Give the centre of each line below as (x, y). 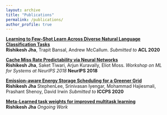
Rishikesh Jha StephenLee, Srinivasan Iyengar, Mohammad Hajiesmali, (81, 86)
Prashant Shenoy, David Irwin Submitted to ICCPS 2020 (65, 92)
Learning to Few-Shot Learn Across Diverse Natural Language (73, 39)
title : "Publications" (30, 15)
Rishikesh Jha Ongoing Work (37, 107)
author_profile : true (29, 24)
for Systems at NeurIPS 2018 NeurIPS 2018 (52, 71)
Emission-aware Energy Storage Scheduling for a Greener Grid (74, 81)
